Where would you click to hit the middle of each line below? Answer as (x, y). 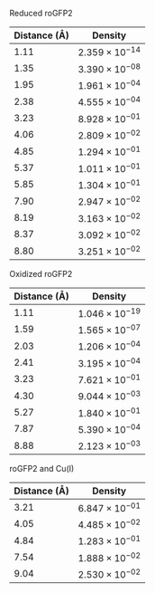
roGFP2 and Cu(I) (42, 469)
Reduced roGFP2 (41, 13)
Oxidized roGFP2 (41, 274)
